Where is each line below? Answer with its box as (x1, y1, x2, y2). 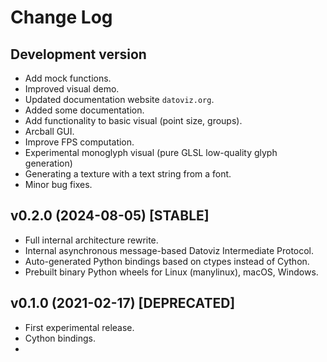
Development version (10, 46, 147, 63)
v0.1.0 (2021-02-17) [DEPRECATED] (10, 295, 236, 312)
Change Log (10, 6, 113, 29)
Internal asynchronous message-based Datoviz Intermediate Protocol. (24, 244, 315, 256)
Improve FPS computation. (24, 136, 135, 148)
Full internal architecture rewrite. (24, 234, 159, 246)
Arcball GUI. (24, 126, 75, 137)
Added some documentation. (24, 104, 145, 116)
